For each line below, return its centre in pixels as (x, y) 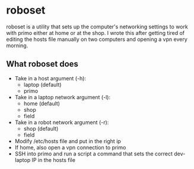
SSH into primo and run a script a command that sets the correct (94, 154)
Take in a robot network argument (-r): (62, 122)
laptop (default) (42, 84)
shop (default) (41, 128)
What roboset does (42, 64)
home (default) (42, 103)
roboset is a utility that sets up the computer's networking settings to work (97, 27)
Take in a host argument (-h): (50, 78)
